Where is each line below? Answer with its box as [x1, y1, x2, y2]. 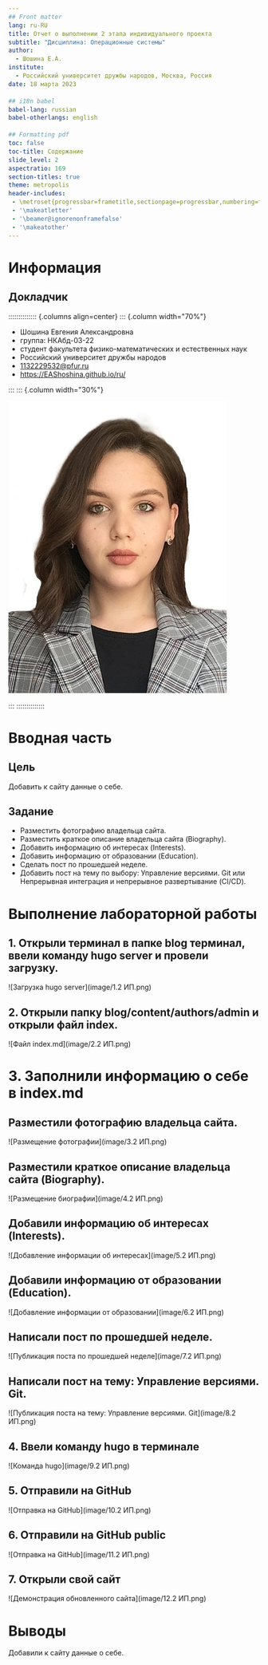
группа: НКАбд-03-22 [19, 335, 94, 345]
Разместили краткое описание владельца [8, 1160, 231, 1174]
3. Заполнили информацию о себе [8, 1067, 249, 1085]
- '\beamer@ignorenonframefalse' [11, 215, 124, 223]
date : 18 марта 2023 [8, 80, 77, 88]
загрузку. [8, 961, 59, 975]
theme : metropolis [8, 181, 69, 189]
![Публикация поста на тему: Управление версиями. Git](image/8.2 [8, 1408, 237, 1418]
